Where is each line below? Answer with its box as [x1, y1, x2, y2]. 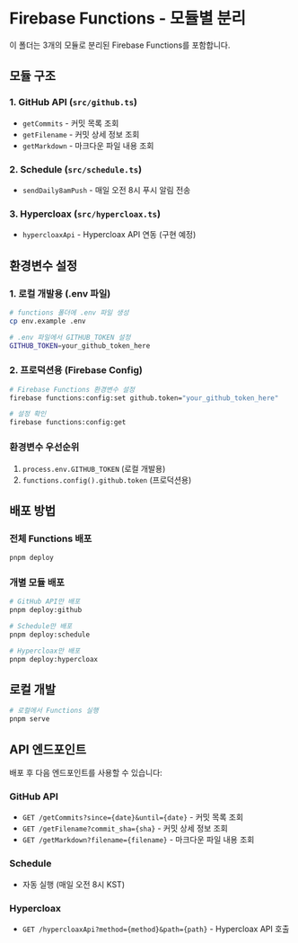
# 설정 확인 [9, 410, 47, 419]
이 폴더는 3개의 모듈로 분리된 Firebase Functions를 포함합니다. [9, 40, 231, 50]
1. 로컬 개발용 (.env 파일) [9, 287, 111, 299]
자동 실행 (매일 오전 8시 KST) [22, 878, 126, 890]
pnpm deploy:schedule [9, 630, 91, 639]
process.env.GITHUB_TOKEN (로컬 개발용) [22, 463, 166, 474]
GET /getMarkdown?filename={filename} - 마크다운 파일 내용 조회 [22, 834, 255, 845]
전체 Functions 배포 [9, 532, 92, 545]
